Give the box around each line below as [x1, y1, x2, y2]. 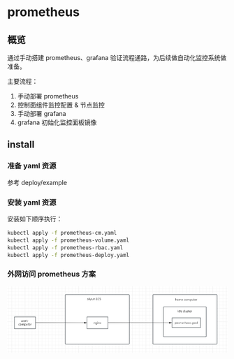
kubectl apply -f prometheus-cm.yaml [7, 229, 117, 236]
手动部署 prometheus [17, 92, 79, 100]
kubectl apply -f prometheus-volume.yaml [7, 237, 130, 244]
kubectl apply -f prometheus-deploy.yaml [7, 251, 130, 258]
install [7, 139, 35, 151]
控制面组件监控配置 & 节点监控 [17, 101, 105, 109]
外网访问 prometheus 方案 [7, 270, 96, 279]
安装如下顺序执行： [7, 214, 63, 223]
